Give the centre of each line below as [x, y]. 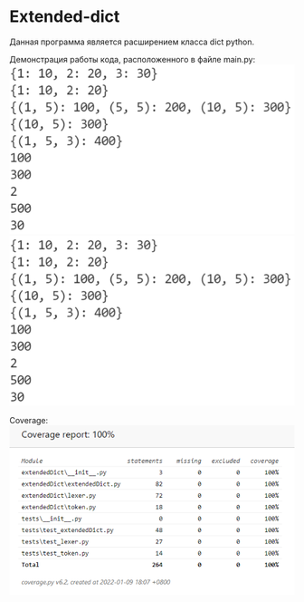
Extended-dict [65, 17]
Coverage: [29, 421]
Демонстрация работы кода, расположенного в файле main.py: [133, 59]
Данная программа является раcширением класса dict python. [132, 42]
